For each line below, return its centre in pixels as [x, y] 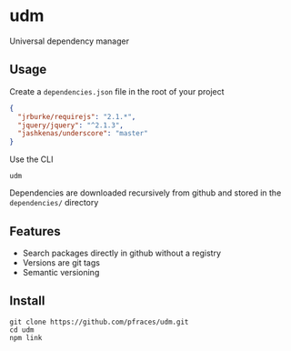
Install [27, 301]
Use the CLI [31, 159]
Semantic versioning [61, 272]
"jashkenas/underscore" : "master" [83, 134]
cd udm [22, 330]
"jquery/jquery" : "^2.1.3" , [71, 125]
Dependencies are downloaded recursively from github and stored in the [145, 193]
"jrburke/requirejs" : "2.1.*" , [77, 116]
